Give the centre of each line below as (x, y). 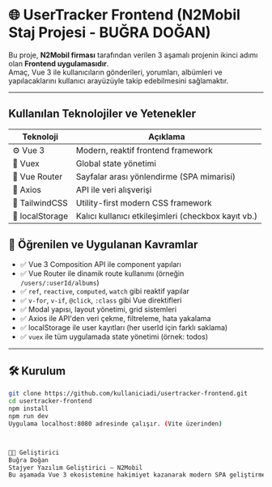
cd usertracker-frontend (50, 401)
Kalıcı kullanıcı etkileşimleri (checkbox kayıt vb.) (166, 216)
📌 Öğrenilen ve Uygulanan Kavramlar (103, 245)
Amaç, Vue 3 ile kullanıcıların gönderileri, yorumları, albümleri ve (115, 72)
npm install (28, 409)
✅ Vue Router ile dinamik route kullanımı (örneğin (102, 273)
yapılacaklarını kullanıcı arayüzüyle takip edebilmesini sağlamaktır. (119, 80)
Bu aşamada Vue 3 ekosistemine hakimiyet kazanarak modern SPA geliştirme (137, 475)
